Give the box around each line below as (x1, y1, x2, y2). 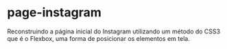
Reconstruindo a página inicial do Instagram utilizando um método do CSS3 (7, 27, 221, 35)
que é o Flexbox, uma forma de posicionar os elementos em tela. (7, 34, 190, 42)
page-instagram (7, 5, 101, 20)
